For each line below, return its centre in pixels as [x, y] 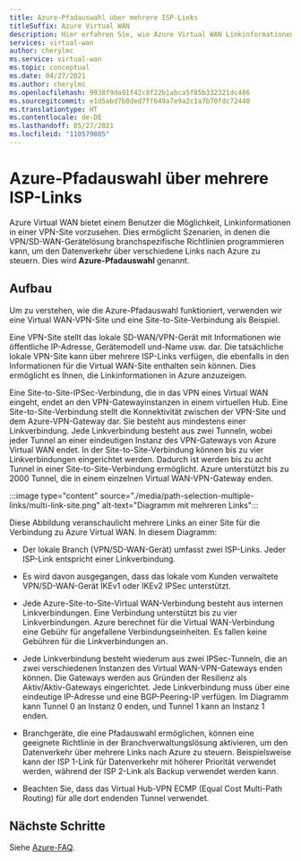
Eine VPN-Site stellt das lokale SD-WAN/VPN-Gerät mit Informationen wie [145, 337]
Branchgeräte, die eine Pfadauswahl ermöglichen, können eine [138, 733]
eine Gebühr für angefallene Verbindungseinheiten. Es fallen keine [144, 632]
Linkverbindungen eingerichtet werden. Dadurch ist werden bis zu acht [140, 459]
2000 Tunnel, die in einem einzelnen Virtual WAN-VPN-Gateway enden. [141, 478]
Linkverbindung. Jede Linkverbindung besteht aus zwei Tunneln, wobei [141, 430]
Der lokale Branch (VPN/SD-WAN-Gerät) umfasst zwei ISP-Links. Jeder [154, 549]
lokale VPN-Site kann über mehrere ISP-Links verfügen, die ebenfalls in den [149, 356]
